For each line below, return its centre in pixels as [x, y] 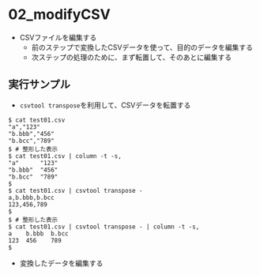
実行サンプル [40, 85]
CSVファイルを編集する [58, 37]
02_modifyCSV [59, 15]
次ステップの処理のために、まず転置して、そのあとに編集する [132, 57]
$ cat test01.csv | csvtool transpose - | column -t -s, [104, 227]
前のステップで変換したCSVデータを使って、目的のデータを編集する [142, 47]
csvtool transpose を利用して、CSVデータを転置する [105, 105]
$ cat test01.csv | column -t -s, [65, 156]
